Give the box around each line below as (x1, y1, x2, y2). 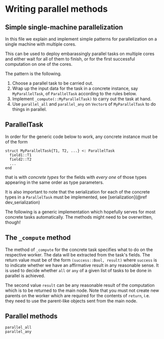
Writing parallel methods (5, 3, 108, 15)
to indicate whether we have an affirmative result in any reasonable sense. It (5, 262, 159, 268)
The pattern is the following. (5, 71, 62, 77)
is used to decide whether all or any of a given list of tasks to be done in (5, 267, 152, 273)
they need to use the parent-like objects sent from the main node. (5, 298, 138, 304)
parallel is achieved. (5, 273, 46, 279)
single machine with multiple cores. (5, 41, 77, 47)
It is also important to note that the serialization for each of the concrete (5, 189, 150, 195)
